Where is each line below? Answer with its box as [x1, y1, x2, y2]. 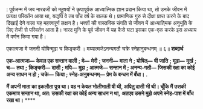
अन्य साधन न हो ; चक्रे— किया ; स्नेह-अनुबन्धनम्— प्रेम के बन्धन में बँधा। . [6, 71, 148, 78]
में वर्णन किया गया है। [6, 33, 47, 40]
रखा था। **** [6, 97, 36, 104]
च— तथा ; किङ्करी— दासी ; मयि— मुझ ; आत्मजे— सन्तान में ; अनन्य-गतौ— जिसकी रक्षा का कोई [6, 64, 195, 71]
